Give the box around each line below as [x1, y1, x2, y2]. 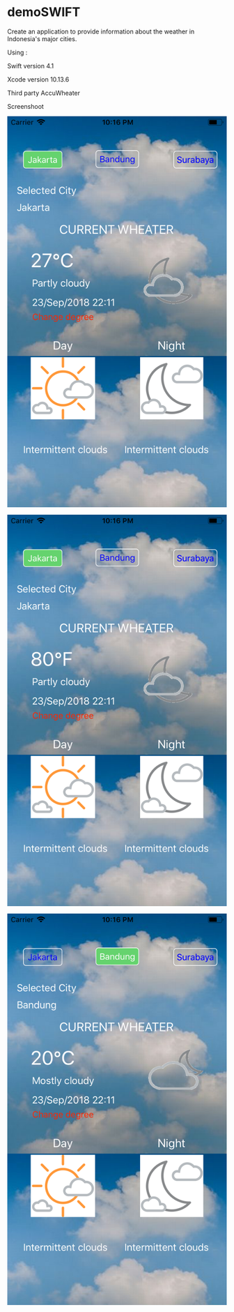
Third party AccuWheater [7, 89, 81, 97]
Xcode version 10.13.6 [7, 75, 70, 84]
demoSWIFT [7, 4, 81, 20]
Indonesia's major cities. [7, 34, 77, 43]
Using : [7, 48, 28, 56]
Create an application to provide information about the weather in [7, 27, 195, 36]
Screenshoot [7, 102, 44, 110]
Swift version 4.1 [7, 61, 54, 70]
